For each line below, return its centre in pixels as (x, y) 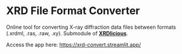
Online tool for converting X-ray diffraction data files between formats (91, 27)
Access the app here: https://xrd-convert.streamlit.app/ (74, 45)
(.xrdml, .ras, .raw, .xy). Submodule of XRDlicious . (67, 33)
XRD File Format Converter (73, 11)
